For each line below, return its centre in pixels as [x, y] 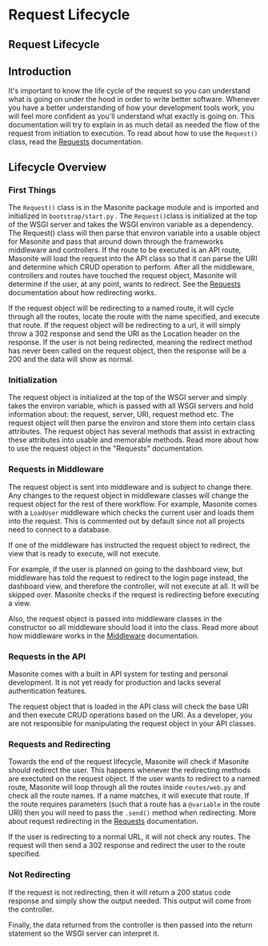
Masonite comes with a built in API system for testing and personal [118, 673]
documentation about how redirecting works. [82, 293]
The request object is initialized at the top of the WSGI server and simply [128, 398]
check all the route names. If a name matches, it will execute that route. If [129, 796]
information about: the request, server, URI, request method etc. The [121, 414]
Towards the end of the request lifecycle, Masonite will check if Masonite [129, 762]
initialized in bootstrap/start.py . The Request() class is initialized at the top [133, 216]
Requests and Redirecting [60, 744]
